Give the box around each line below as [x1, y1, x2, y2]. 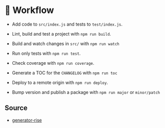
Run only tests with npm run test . [11, 50, 81, 56]
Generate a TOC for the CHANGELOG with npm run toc [11, 70, 117, 76]
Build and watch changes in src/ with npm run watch [11, 40, 119, 47]
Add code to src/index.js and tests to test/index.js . [11, 21, 123, 27]
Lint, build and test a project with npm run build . [11, 31, 111, 37]
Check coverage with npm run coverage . [11, 60, 94, 66]
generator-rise [11, 117, 42, 123]
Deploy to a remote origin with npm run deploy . [11, 79, 108, 85]
